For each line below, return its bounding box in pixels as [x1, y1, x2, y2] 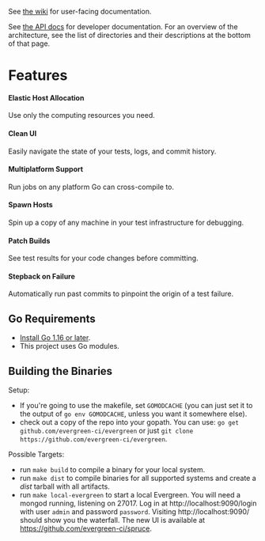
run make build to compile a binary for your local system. [19, 465, 206, 475]
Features [8, 66, 68, 85]
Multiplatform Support [8, 165, 84, 174]
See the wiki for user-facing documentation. [8, 7, 152, 16]
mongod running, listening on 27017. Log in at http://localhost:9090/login [19, 498, 257, 509]
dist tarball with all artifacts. [19, 482, 111, 491]
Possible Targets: [8, 450, 65, 460]
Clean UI [8, 128, 37, 138]
